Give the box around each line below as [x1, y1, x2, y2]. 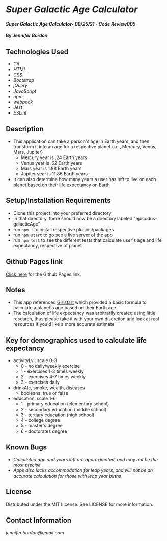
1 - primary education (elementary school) [20, 401, 109, 407]
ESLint [13, 110, 27, 116]
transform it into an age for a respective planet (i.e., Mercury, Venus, [13, 144, 157, 149]
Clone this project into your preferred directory [13, 210, 112, 216]
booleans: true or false [20, 390, 68, 396]
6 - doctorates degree [20, 428, 68, 434]
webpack [13, 99, 33, 105]
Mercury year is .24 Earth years [20, 154, 88, 161]
